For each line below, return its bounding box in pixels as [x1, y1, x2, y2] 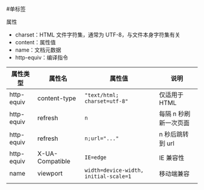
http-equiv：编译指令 [15, 54, 69, 61]
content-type [37, 94, 76, 102]
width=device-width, [84, 167, 144, 174]
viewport [37, 169, 63, 177]
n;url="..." [84, 135, 120, 141]
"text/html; [84, 92, 120, 98]
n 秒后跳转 [158, 130, 189, 138]
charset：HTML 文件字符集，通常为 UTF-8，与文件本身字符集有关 [15, 31, 181, 38]
